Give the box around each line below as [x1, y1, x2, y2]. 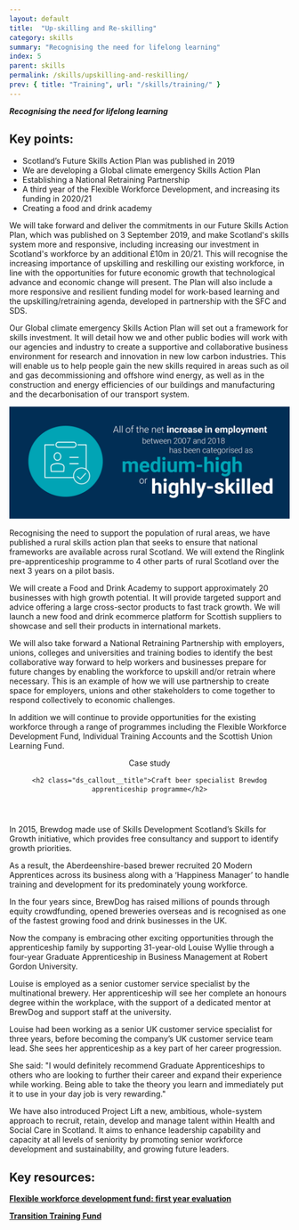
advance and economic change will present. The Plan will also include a [9, 276, 273, 287]
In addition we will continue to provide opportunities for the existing [9, 712, 256, 723]
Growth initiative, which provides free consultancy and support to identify [9, 833, 279, 844]
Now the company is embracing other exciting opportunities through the [9, 932, 274, 944]
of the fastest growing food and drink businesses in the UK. [9, 915, 228, 926]
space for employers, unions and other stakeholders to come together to [9, 685, 276, 696]
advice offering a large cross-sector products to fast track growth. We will [9, 602, 280, 612]
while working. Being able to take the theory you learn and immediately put [9, 1079, 284, 1090]
